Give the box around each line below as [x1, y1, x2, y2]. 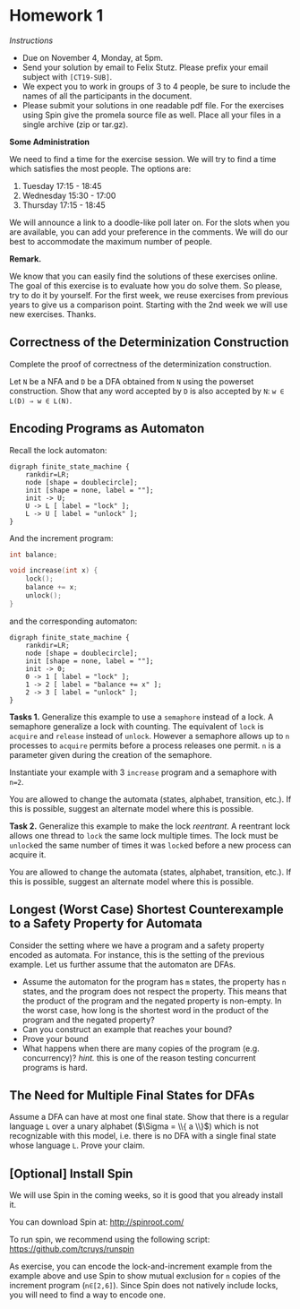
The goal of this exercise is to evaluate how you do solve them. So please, [9, 280, 283, 291]
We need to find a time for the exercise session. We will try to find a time [9, 153, 277, 164]
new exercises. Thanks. [9, 308, 97, 319]
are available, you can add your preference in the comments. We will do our [9, 226, 288, 237]
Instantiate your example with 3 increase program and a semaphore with [9, 767, 278, 778]
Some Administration [9, 136, 90, 147]
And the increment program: [9, 532, 114, 543]
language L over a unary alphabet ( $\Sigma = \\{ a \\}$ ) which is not [9, 1121, 260, 1132]
